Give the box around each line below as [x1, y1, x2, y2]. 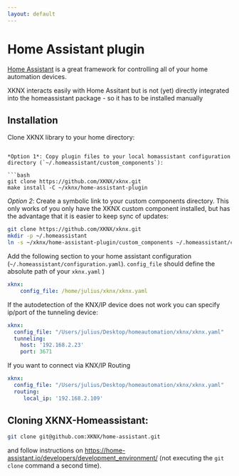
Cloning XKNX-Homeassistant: [7, 415, 149, 427]
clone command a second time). [7, 461, 102, 470]
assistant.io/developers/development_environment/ [7, 454, 158, 462]
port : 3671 [20, 348, 53, 356]
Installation [7, 114, 58, 126]
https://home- [84, 446, 126, 455]
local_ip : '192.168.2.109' [23, 395, 103, 402]
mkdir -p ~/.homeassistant [7, 232, 87, 239]
